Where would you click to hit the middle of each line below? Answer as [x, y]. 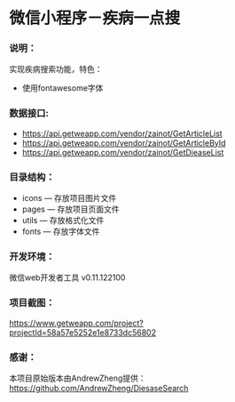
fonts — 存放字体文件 [61, 231]
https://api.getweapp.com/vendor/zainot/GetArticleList [122, 133]
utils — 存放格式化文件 [63, 221]
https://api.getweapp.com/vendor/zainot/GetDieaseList [123, 152]
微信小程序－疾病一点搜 [95, 18]
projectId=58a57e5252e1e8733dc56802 [83, 332]
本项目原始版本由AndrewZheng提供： [78, 378]
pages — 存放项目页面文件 [70, 209]
